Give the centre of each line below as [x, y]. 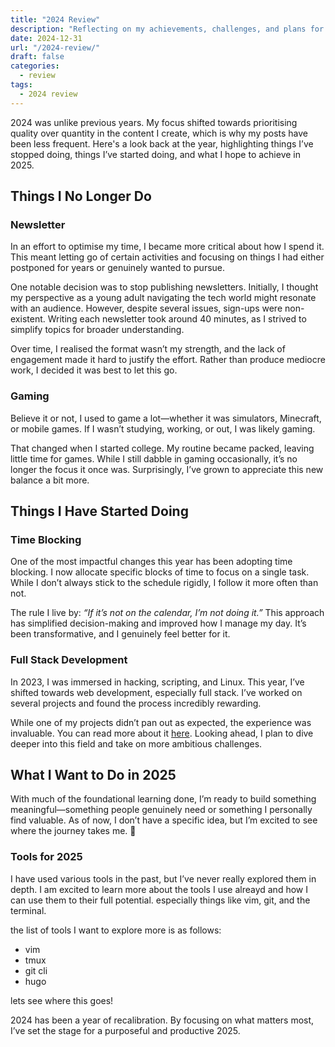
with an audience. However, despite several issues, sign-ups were [146, 308]
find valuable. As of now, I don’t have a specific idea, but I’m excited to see [164, 820]
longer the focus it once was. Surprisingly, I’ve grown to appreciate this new [167, 469]
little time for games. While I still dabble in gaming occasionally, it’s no [154, 458]
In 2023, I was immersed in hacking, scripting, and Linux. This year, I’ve [157, 682]
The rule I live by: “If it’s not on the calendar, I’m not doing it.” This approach [167, 613]
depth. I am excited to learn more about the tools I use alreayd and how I [159, 889]
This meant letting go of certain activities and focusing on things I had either [167, 257]
